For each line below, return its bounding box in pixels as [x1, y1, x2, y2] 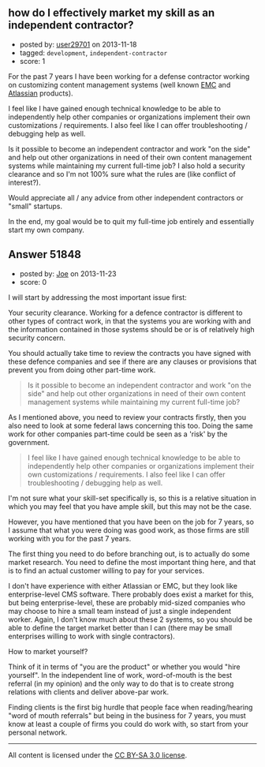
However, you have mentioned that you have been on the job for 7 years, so [8, 517, 255, 526]
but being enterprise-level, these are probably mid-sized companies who [8, 597, 246, 607]
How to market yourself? [8, 646, 88, 656]
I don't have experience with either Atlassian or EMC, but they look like [8, 581, 238, 590]
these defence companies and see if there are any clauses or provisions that [8, 357, 257, 366]
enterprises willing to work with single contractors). [8, 631, 175, 641]
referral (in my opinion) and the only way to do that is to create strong [8, 679, 234, 688]
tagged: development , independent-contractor [19, 47, 168, 58]
